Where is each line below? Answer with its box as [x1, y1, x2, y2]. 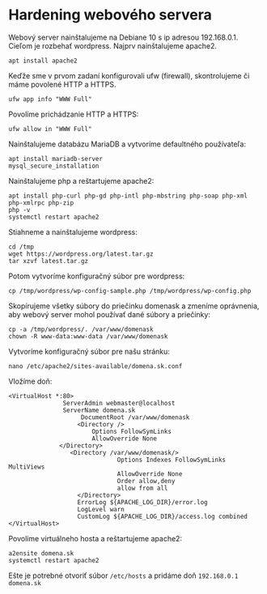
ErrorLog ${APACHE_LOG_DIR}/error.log [77, 498, 208, 507]
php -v [8, 206, 31, 214]
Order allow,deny [117, 477, 176, 485]
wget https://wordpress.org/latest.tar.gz [8, 249, 154, 258]
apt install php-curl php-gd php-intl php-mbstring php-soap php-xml [8, 192, 248, 200]
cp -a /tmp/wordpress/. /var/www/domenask [8, 325, 154, 333]
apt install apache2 [8, 57, 78, 65]
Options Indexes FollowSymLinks [117, 456, 227, 464]
